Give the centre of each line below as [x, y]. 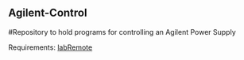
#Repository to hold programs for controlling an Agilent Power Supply [122, 32]
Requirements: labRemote [50, 47]
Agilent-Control [48, 13]
